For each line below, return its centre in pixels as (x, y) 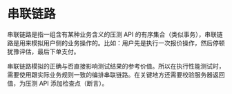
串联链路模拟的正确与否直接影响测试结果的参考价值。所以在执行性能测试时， (116, 66)
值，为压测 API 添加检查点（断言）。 (58, 83)
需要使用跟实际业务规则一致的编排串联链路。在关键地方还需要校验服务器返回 (116, 74)
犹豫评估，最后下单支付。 (43, 51)
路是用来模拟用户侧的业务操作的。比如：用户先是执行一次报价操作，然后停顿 (116, 43)
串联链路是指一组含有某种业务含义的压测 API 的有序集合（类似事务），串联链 (115, 34)
